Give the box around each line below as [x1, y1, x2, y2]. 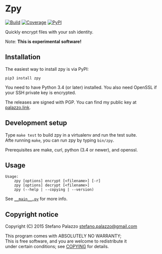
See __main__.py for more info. [5, 196, 68, 202]
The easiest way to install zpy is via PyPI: [5, 66, 89, 72]
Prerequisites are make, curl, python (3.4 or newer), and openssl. [5, 147, 138, 152]
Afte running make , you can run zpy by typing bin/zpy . [5, 137, 114, 143]
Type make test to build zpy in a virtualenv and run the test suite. [5, 132, 137, 138]
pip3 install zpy [5, 75, 41, 81]
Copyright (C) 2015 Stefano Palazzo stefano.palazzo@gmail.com [5, 223, 138, 229]
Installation [5, 53, 41, 61]
